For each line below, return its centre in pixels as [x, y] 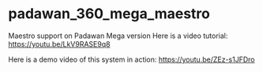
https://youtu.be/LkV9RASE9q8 [59, 44]
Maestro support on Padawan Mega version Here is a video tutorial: [118, 36]
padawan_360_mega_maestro [109, 14]
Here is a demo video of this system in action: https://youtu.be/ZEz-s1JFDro [131, 59]
